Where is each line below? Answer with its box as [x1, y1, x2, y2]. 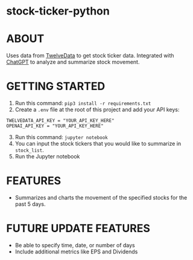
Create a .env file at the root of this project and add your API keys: [14, 106, 180, 113]
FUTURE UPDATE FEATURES [6, 222, 151, 235]
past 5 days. [14, 201, 46, 207]
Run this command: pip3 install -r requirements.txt [14, 100, 151, 107]
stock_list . [14, 146, 44, 154]
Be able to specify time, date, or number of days [14, 241, 135, 249]
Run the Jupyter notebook [14, 153, 80, 160]
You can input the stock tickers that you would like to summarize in [14, 140, 182, 148]
